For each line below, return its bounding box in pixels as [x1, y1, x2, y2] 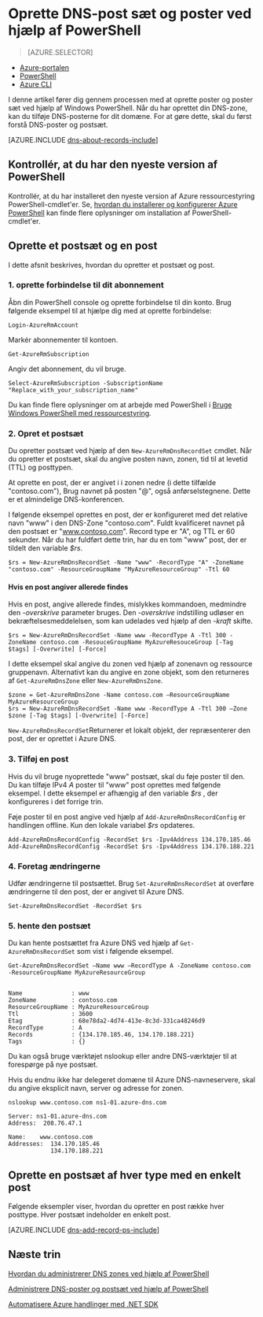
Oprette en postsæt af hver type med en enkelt [8, 1168, 241, 1182]
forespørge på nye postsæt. [8, 1060, 98, 1070]
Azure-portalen [19, 62, 69, 72]
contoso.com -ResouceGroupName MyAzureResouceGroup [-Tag [39, 639, 234, 647]
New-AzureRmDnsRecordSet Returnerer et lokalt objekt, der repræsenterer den [8, 725, 251, 735]
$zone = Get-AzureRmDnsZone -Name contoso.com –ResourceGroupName [8, 691, 230, 699]
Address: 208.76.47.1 [8, 1119, 82, 1127]
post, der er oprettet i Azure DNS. [8, 734, 116, 744]
